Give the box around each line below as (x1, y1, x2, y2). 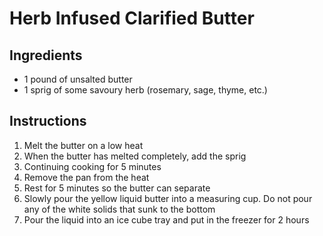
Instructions (9, 113, 87, 130)
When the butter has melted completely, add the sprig (23, 150, 247, 162)
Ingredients (9, 47, 83, 64)
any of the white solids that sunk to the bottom (23, 203, 216, 215)
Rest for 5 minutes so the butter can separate (23, 182, 211, 194)
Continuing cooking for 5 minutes (23, 160, 162, 172)
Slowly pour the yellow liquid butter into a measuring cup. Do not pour (23, 192, 313, 204)
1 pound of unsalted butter (23, 73, 133, 85)
